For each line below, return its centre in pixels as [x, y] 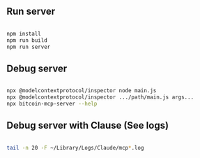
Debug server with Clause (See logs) [87, 125]
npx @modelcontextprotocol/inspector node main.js [82, 91]
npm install [24, 34]
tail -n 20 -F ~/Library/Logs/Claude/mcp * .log [75, 148]
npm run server [29, 47]
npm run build [27, 40]
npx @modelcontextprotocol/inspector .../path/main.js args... [100, 97]
